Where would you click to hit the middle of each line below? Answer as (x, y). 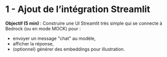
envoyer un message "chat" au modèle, (54, 38)
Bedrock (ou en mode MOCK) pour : (43, 28)
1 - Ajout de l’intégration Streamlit (78, 9)
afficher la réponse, (33, 43)
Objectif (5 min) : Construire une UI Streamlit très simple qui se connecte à (84, 23)
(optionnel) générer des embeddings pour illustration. (69, 49)
